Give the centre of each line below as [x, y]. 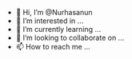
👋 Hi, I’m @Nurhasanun [54, 12]
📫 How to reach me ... [53, 47]
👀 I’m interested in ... [50, 21]
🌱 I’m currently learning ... [58, 29]
